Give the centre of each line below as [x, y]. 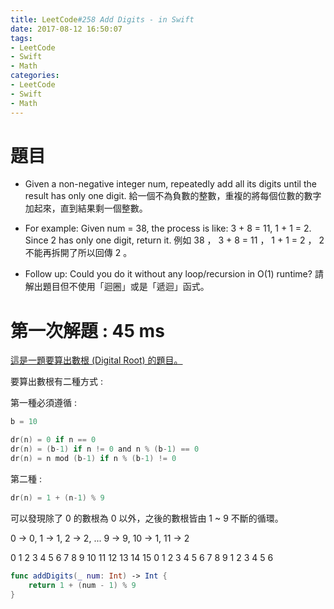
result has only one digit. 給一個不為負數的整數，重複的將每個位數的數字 [173, 196]
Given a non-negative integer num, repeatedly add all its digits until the [170, 184]
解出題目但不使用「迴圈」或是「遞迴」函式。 [117, 287]
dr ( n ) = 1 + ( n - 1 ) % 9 [57, 497]
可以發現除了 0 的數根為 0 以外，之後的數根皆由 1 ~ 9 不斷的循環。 [147, 518]
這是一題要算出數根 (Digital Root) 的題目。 [96, 360]
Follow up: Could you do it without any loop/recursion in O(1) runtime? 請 [174, 274]
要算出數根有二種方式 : [56, 382]
